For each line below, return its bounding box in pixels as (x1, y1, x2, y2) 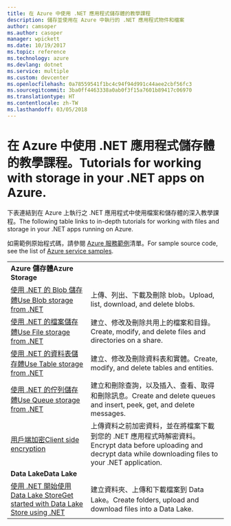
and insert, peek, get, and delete (90, 400, 195, 410)
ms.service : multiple (7, 67, 69, 74)
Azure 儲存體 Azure (10, 263, 74, 273)
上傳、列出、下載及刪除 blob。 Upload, (90, 290, 215, 299)
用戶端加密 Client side (10, 434, 80, 444)
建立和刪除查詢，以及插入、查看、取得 (90, 380, 215, 390)
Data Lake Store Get (10, 490, 74, 500)
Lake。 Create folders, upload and (90, 495, 199, 505)
